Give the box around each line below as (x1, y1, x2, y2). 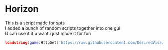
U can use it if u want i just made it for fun (5, 30, 91, 36)
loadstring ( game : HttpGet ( (5, 40, 59, 45)
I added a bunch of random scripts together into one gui (5, 25, 121, 31)
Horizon (5, 3, 39, 15)
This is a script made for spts (5, 20, 65, 26)
